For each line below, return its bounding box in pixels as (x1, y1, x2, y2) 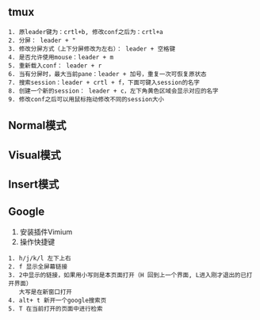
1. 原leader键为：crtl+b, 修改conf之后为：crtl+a (8, 28, 164, 36)
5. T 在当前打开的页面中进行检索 (8, 304, 103, 313)
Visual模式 (8, 148, 62, 162)
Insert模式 (8, 177, 59, 191)
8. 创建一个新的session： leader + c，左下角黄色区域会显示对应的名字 (8, 86, 219, 95)
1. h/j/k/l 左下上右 (8, 254, 71, 262)
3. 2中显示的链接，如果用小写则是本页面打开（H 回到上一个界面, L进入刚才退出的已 (8, 271, 247, 279)
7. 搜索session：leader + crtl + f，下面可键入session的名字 (8, 78, 201, 86)
